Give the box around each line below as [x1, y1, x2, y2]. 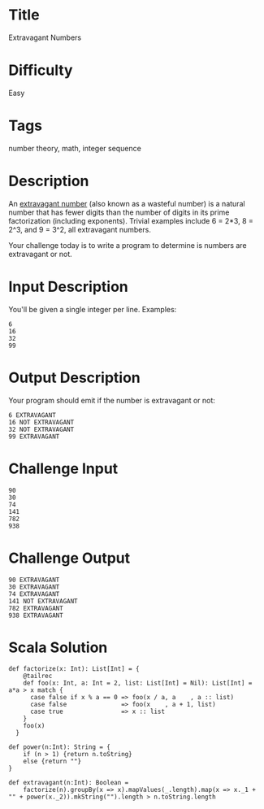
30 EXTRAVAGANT [8, 583, 60, 591]
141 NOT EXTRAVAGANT [8, 597, 79, 605]
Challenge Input [8, 459, 119, 477]
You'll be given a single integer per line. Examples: [8, 304, 177, 314]
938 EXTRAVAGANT [8, 611, 63, 620]
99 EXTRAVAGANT [8, 433, 60, 441]
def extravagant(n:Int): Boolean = [8, 779, 129, 787]
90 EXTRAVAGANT [8, 576, 60, 584]
